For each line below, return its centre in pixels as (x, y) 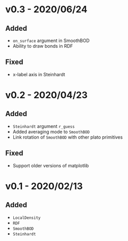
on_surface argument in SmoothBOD (51, 40)
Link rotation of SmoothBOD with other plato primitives (68, 137)
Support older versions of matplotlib (51, 165)
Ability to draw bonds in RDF (43, 46)
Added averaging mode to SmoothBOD (51, 132)
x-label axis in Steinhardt (39, 74)
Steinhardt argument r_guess (44, 126)
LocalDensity (27, 218)
